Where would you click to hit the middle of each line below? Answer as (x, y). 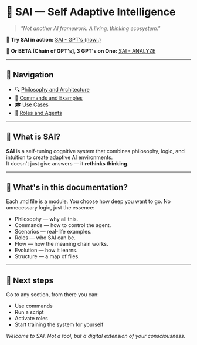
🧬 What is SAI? (33, 137)
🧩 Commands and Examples (49, 98)
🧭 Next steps (30, 280)
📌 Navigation (30, 75)
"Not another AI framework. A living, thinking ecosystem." (90, 28)
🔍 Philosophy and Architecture (52, 89)
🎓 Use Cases (31, 104)
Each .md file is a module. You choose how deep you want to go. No (89, 201)
